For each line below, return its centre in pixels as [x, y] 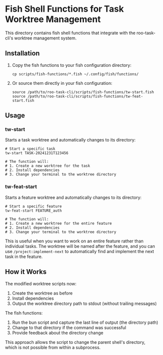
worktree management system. [45, 38]
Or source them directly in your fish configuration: [62, 83]
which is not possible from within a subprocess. [53, 347]
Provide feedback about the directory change [58, 333]
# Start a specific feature [34, 206]
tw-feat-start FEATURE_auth [34, 211]
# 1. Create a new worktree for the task [48, 166]
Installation [22, 53]
